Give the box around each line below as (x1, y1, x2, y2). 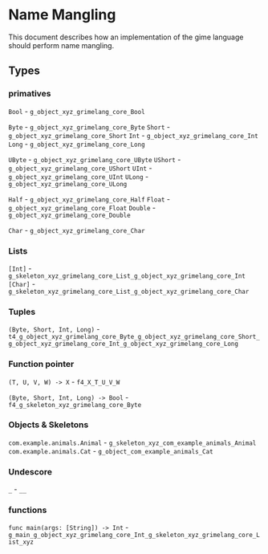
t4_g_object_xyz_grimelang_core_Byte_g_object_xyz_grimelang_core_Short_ (8, 333, 261, 341)
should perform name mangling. (8, 40, 115, 50)
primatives (8, 88, 51, 100)
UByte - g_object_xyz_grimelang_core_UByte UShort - (8, 154, 181, 164)
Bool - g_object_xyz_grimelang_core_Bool (8, 106, 146, 116)
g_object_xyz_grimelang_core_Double (8, 211, 131, 219)
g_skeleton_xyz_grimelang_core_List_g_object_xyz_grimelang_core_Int (8, 271, 246, 280)
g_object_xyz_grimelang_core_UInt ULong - (8, 171, 149, 181)
